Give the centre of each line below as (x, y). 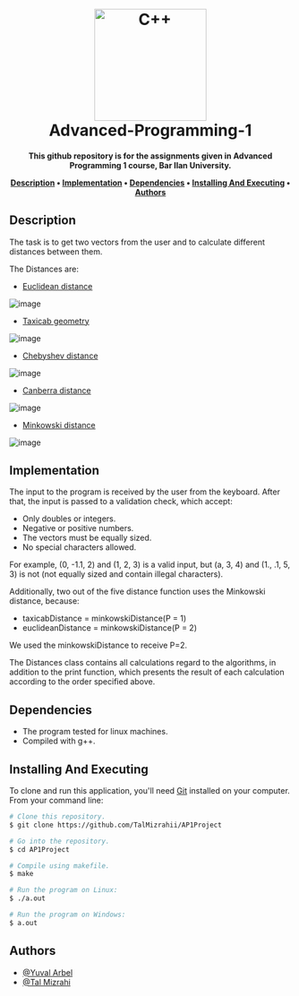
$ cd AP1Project (39, 849)
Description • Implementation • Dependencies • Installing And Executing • (150, 183)
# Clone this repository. (57, 817)
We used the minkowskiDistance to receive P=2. (98, 645)
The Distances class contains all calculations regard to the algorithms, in (143, 663)
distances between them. (56, 251)
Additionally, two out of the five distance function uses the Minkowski (137, 592)
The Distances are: (44, 269)
